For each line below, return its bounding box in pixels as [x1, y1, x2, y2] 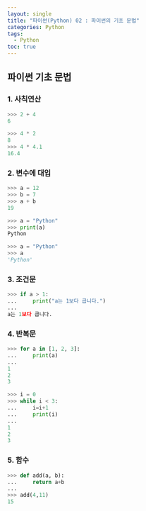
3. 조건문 [7, 274, 37, 284]
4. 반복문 [7, 329, 37, 339]
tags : [7, 30, 23, 38]
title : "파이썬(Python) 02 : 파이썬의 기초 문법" [7, 17, 140, 24]
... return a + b [7, 478, 65, 485]
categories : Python [7, 23, 65, 30]
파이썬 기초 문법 [7, 72, 72, 84]
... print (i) [7, 410, 59, 418]
